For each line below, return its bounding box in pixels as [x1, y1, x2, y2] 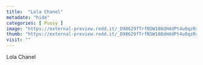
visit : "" [6, 37, 31, 43]
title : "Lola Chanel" [6, 8, 63, 15]
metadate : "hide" [6, 14, 50, 20]
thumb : [6, 31, 23, 37]
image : [6, 25, 23, 32]
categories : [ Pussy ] [6, 20, 63, 26]
